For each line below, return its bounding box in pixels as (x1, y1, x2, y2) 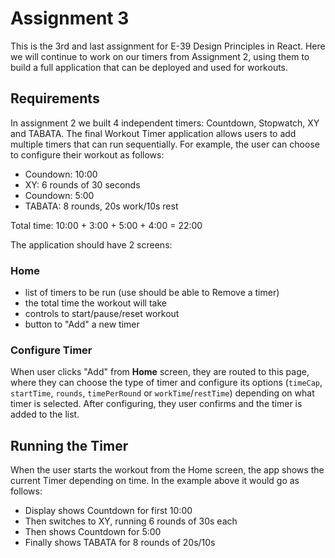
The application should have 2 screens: (10, 238, 173, 251)
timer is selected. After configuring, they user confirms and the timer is (10, 398, 303, 410)
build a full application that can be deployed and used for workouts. (10, 61, 289, 73)
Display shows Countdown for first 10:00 (24, 505, 193, 517)
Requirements (10, 90, 100, 107)
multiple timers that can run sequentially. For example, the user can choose (10, 138, 320, 150)
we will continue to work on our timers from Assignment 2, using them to (10, 50, 310, 62)
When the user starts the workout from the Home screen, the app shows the (10, 464, 325, 476)
